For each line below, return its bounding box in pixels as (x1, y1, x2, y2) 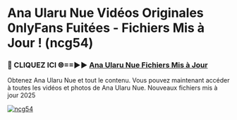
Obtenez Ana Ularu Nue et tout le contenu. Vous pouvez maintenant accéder (7, 76, 230, 85)
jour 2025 (7, 91, 36, 100)
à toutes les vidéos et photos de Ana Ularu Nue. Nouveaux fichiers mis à (7, 83, 218, 92)
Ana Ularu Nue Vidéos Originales (7, 5, 205, 21)
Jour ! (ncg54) (7, 35, 94, 51)
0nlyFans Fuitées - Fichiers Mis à (7, 20, 205, 36)
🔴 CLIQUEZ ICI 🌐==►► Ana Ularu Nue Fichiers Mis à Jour (7, 60, 208, 70)
